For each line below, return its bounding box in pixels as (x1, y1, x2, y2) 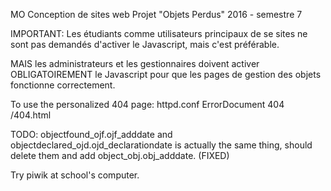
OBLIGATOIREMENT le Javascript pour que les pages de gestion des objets (10, 69, 322, 80)
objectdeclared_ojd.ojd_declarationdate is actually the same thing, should (10, 139, 313, 151)
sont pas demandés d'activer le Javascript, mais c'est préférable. (10, 39, 280, 50)
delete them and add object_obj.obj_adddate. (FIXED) (10, 150, 230, 161)
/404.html (10, 109, 52, 121)
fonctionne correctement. (10, 79, 116, 91)
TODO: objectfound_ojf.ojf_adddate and (10, 129, 173, 140)
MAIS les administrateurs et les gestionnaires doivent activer (10, 58, 260, 69)
